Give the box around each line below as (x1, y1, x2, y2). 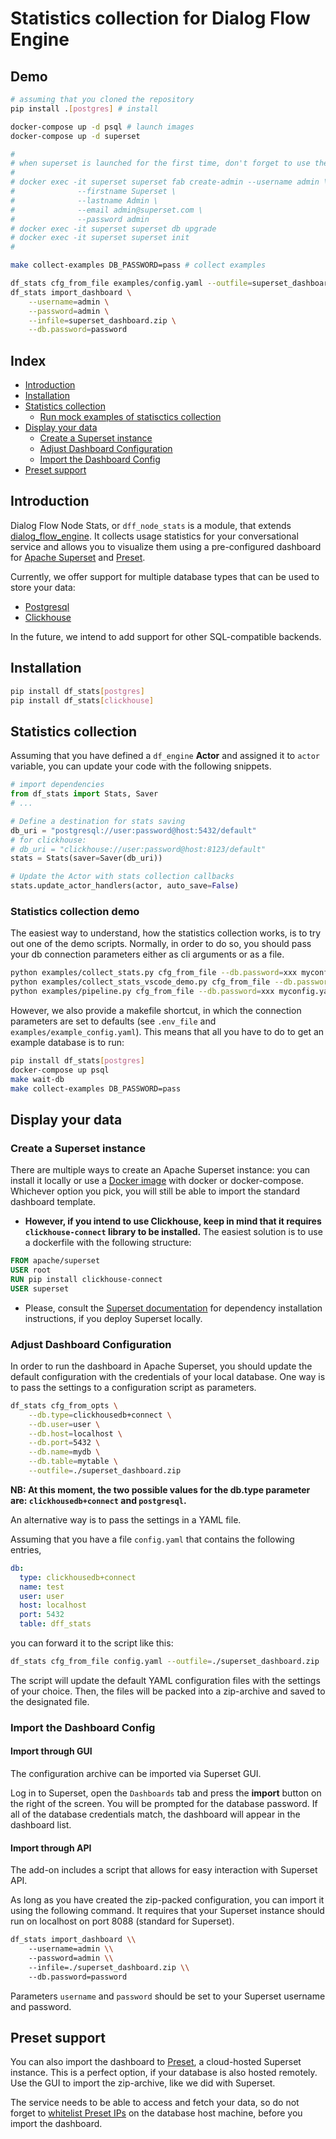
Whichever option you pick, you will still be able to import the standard (10, 1185, 300, 1197)
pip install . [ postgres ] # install (10, 103, 159, 114)
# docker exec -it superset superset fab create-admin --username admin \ (10, 177, 329, 187)
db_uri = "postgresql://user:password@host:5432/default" (10, 825, 257, 836)
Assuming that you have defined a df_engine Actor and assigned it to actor (10, 750, 320, 762)
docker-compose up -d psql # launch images (10, 122, 195, 132)
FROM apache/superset (10, 1256, 101, 1266)
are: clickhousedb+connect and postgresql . (10, 1494, 187, 1506)
